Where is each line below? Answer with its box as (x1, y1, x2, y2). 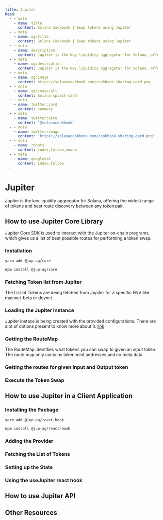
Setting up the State (5, 464, 53, 471)
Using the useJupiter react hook (5, 477, 82, 484)
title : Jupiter (5, 7, 36, 12)
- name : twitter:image (14, 129, 60, 134)
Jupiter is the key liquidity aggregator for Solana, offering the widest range (5, 198, 154, 204)
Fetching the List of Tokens (5, 451, 70, 458)
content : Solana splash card (17, 93, 77, 98)
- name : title (14, 20, 42, 26)
